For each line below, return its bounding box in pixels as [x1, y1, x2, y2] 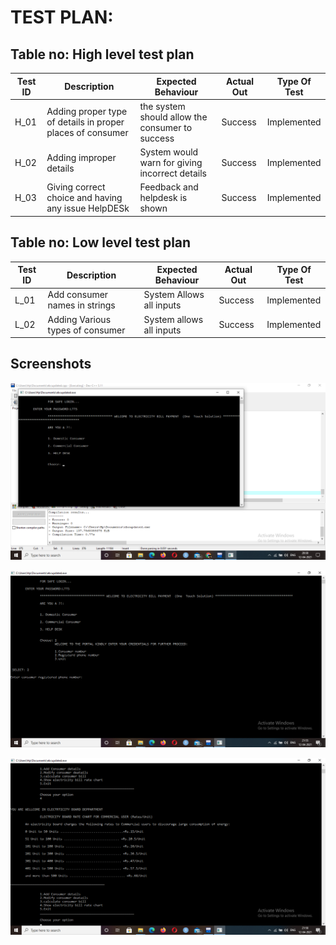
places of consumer [46, 127, 129, 139]
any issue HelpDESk [46, 202, 130, 215]
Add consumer [47, 289, 109, 301]
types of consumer [47, 324, 126, 336]
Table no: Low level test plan [10, 234, 192, 251]
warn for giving [139, 157, 203, 168]
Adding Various [47, 313, 112, 325]
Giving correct [46, 181, 106, 193]
